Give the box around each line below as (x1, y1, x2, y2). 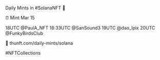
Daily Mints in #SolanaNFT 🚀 (5, 5, 66, 11)
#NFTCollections (5, 50, 41, 56)
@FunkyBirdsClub (5, 31, 44, 36)
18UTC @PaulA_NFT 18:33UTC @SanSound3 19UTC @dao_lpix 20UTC (5, 25, 155, 31)
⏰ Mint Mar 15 (5, 15, 35, 20)
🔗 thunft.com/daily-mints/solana (5, 40, 73, 46)
